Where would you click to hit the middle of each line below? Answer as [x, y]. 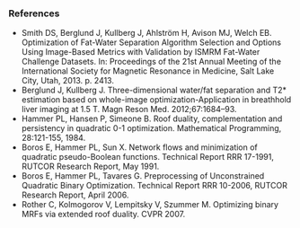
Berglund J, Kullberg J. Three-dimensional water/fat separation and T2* [154, 90]
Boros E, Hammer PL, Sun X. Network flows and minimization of [139, 147]
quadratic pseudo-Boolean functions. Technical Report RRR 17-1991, [148, 157]
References [34, 13]
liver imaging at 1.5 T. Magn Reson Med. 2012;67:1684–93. [129, 110]
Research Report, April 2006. [75, 195]
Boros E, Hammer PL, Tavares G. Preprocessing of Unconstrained [143, 176]
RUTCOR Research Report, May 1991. [90, 167]
